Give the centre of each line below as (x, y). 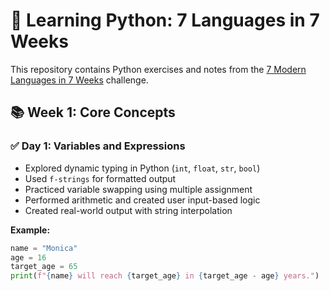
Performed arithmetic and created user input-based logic (142, 200)
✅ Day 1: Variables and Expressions (98, 146)
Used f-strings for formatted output (100, 178)
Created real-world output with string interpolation (128, 210)
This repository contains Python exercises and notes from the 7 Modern (158, 69)
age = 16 (28, 257)
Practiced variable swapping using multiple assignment (138, 189)
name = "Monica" (44, 248)
